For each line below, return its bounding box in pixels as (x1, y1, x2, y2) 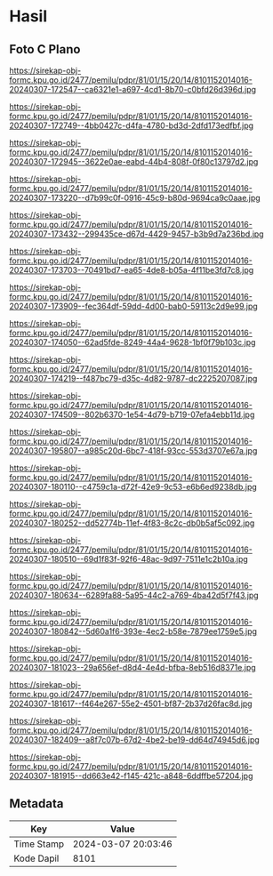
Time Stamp (13, 838, 65, 850)
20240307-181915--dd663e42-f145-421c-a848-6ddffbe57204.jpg (9, 771, 253, 781)
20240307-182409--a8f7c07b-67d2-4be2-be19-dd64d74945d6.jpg (9, 735, 260, 744)
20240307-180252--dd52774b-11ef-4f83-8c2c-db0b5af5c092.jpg (9, 518, 255, 528)
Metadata (9, 796, 64, 811)
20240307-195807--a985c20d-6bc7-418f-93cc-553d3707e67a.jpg (9, 446, 258, 455)
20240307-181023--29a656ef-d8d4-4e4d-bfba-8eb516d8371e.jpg (9, 663, 256, 672)
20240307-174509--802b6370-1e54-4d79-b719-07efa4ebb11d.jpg (9, 409, 255, 420)
